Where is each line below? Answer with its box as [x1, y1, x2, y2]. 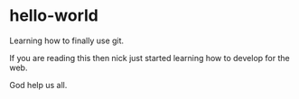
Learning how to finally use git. [9, 35, 125, 46]
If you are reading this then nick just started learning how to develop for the [9, 52, 291, 63]
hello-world [9, 5, 99, 26]
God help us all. [9, 79, 68, 90]
